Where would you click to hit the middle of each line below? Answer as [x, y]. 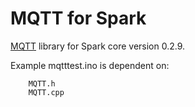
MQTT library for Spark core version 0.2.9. [98, 46]
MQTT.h [42, 83]
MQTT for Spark [78, 18]
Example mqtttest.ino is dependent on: [90, 65]
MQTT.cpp [46, 92]
